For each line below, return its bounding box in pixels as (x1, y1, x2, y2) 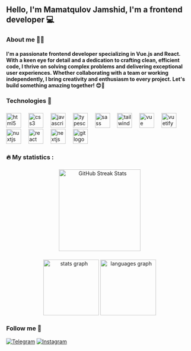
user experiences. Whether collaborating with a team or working (6, 69, 169, 76)
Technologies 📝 (6, 96, 52, 105)
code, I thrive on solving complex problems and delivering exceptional (6, 62, 183, 70)
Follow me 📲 (6, 324, 42, 333)
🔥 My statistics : (6, 153, 54, 161)
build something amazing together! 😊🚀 (6, 81, 105, 88)
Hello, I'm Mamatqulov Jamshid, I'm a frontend (6, 5, 183, 15)
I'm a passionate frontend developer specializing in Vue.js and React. (6, 50, 181, 57)
